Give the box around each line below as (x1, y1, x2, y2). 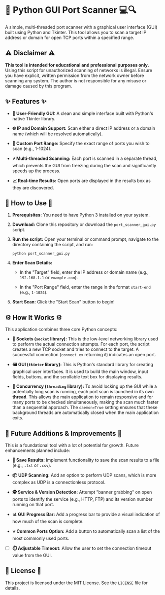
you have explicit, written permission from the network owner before (5, 73, 144, 78)
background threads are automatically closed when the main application (12, 409, 159, 415)
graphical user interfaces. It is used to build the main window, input (12, 369, 149, 374)
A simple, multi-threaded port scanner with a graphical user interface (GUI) (5, 24, 158, 30)
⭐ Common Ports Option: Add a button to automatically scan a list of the (12, 528, 160, 534)
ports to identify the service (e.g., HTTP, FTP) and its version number (12, 496, 153, 502)
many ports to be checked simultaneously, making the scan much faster (12, 399, 159, 405)
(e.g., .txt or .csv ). (12, 462, 52, 468)
